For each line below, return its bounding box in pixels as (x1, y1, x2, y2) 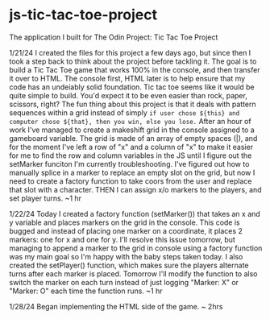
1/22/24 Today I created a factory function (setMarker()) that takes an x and (9, 209, 260, 218)
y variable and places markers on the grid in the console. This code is (9, 217, 240, 227)
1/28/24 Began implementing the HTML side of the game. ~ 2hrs (9, 301, 223, 311)
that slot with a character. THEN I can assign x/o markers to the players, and (9, 184, 262, 194)
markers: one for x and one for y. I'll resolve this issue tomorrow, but (9, 234, 236, 244)
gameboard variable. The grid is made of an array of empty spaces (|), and (9, 133, 258, 143)
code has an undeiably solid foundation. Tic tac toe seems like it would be (9, 82, 255, 92)
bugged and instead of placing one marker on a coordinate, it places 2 (9, 226, 243, 235)
